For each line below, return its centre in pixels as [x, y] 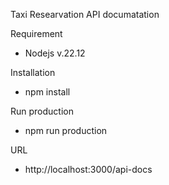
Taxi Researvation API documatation [85, 14]
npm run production [66, 130]
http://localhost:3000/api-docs [88, 169]
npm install [47, 92]
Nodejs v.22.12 [55, 53]
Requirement [36, 33]
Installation [33, 72]
